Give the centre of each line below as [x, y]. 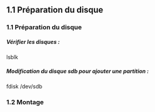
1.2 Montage [25, 102]
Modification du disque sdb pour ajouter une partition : [78, 71]
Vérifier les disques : [33, 41]
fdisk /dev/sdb [24, 86]
